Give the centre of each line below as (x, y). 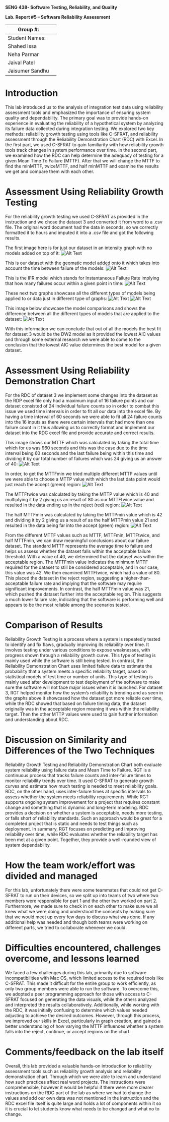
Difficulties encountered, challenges (83, 948)
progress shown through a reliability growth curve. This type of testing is (80, 655)
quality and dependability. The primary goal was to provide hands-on (77, 117)
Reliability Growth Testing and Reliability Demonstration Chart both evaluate (83, 764)
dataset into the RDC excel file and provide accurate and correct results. (80, 433)
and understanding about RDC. (37, 719)
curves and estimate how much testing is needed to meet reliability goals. (81, 786)
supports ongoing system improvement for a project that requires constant (82, 802)
